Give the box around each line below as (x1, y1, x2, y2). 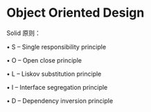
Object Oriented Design (6, 5, 145, 21)
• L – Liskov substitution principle (6, 70, 102, 78)
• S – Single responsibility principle (6, 42, 107, 51)
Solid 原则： (6, 29, 41, 37)
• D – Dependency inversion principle (6, 96, 114, 105)
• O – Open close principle (6, 56, 82, 64)
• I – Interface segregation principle (6, 83, 108, 91)
